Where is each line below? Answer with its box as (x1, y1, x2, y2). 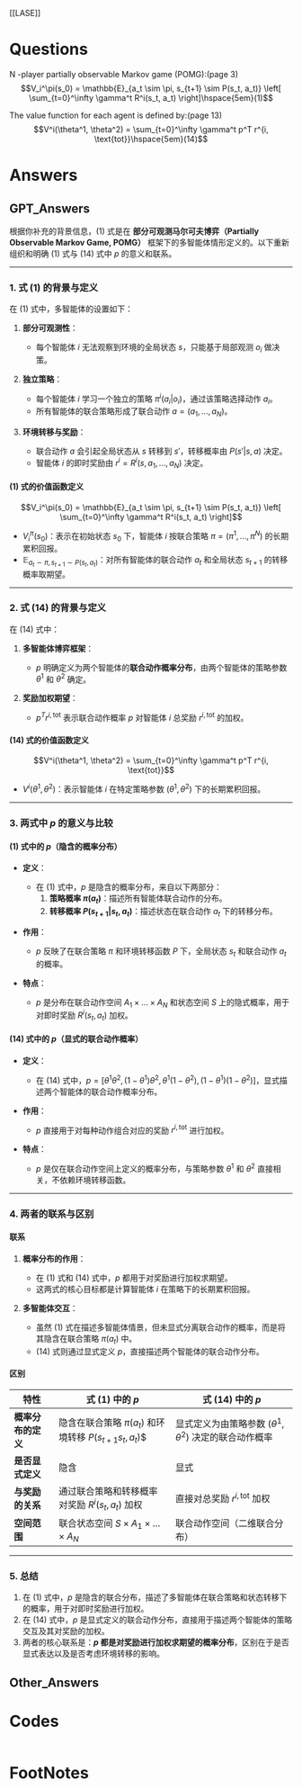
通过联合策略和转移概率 (58, 1485, 158, 1497)
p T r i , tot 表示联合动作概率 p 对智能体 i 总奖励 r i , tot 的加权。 (35, 711, 249, 723)
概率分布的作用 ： (22, 1253, 86, 1264)
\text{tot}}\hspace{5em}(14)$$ (93, 133, 209, 144)
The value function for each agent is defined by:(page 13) (9, 110, 223, 121)
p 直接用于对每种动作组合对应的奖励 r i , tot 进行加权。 (35, 1123, 229, 1136)
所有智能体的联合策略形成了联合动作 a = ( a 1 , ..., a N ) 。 (35, 406, 233, 419)
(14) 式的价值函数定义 (9, 734, 90, 745)
